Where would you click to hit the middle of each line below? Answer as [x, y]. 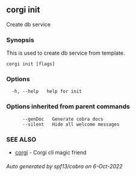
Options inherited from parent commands [68, 106]
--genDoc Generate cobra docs [63, 119]
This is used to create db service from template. [66, 53]
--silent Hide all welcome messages [71, 124]
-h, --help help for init [47, 92]
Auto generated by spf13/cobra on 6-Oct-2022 [64, 166]
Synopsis [20, 40]
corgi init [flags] [31, 64]
